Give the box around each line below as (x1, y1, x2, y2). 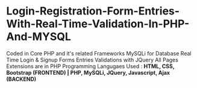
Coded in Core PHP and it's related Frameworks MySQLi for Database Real (6, 49, 192, 57)
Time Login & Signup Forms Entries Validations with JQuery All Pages (6, 56, 179, 63)
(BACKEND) (6, 75, 37, 83)
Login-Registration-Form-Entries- (6, 4, 180, 18)
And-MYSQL (6, 30, 71, 43)
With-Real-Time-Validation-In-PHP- (6, 17, 190, 31)
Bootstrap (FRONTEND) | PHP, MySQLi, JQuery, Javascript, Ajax (6, 69, 170, 76)
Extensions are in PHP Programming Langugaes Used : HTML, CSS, (6, 62, 175, 70)
